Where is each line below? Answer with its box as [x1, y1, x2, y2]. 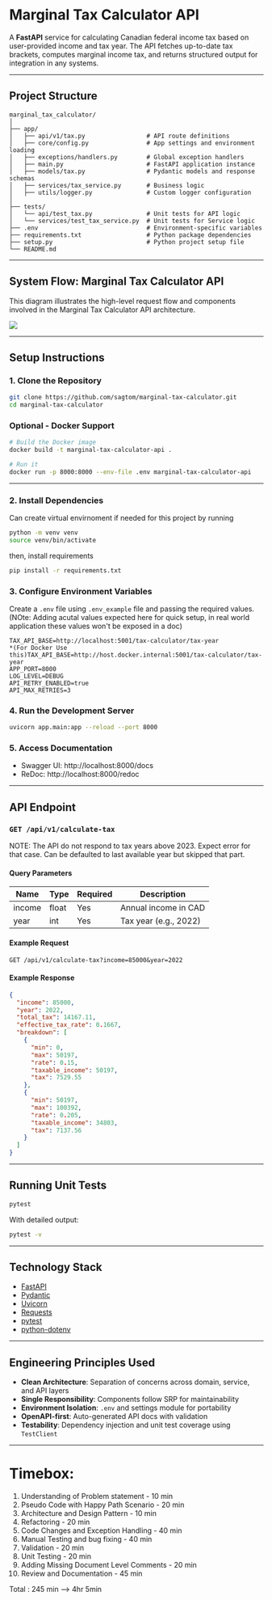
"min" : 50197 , [30, 1096, 79, 1104]
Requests [20, 1307, 52, 1317]
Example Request [9, 938, 69, 948]
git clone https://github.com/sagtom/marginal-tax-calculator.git [9, 394, 237, 402]
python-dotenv [20, 1324, 71, 1335]
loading [9, 146, 36, 154]
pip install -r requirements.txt [9, 566, 122, 575]
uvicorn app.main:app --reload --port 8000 [9, 724, 158, 732]
